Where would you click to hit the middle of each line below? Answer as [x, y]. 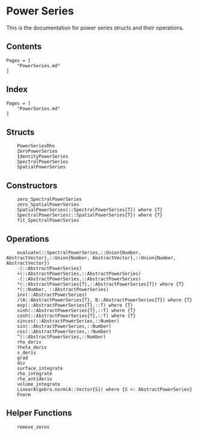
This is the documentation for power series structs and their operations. [95, 28]
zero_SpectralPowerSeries [50, 200]
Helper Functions [39, 413]
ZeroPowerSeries [38, 152]
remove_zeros [33, 427]
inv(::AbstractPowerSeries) [52, 295]
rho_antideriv [35, 379]
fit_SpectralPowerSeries [48, 221]
